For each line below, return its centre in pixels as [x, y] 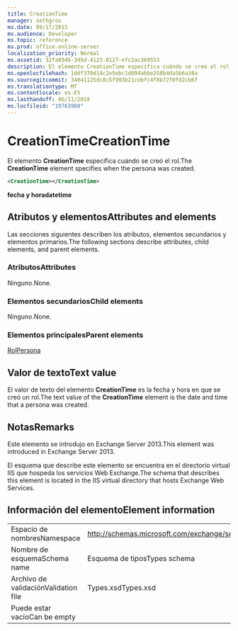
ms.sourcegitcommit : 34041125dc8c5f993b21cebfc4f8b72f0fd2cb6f [103, 80]
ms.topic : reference [38, 40]
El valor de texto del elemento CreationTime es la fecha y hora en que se [114, 390]
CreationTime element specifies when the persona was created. [102, 168]
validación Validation [44, 587]
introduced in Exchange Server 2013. [61, 452]
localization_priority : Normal [53, 54]
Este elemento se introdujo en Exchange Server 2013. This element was [111, 444]
